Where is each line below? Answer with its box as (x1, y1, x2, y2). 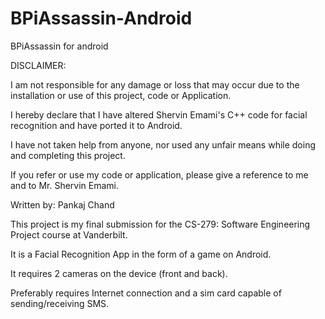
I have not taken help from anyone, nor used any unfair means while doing (10, 138, 317, 151)
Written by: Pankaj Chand (10, 198, 115, 211)
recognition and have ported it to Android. (10, 119, 183, 131)
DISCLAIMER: (10, 59, 67, 71)
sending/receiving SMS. (10, 297, 110, 309)
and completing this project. (10, 149, 126, 161)
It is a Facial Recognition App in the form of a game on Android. (10, 248, 272, 260)
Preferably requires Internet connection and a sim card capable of (10, 287, 282, 299)
